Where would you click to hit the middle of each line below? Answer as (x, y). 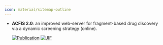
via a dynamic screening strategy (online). (54, 28)
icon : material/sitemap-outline (38, 9)
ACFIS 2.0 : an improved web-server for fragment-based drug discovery (85, 23)
